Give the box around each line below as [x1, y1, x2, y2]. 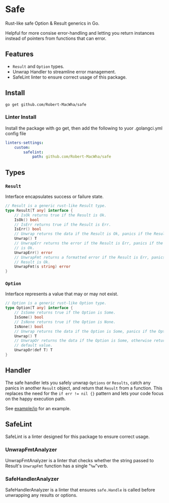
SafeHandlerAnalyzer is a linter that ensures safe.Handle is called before [5, 487, 155, 493]
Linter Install [5, 113, 37, 120]
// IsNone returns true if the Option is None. [14, 319, 116, 325]
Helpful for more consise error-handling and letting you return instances [5, 30, 155, 36]
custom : [14, 145, 30, 150]
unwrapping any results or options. [5, 492, 78, 498]
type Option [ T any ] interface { [5, 305, 73, 310]
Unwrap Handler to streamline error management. [12, 69, 116, 75]
